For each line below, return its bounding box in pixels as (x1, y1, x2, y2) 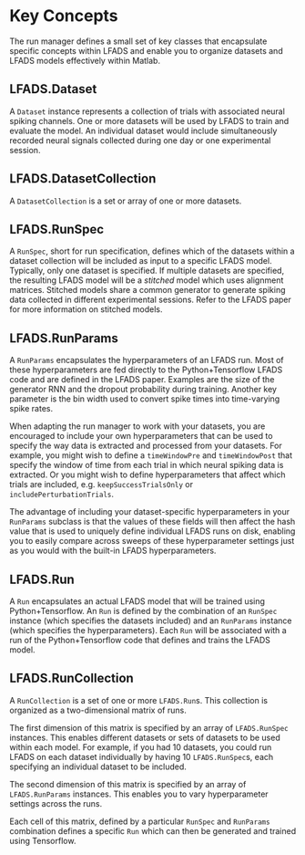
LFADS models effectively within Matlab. (9, 55, 161, 66)
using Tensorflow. (9, 835, 76, 846)
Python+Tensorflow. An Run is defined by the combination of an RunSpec (9, 606, 278, 616)
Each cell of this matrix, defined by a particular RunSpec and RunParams (9, 816, 270, 827)
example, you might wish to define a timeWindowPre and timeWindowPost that (9, 450, 293, 461)
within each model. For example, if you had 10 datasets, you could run (9, 741, 272, 753)
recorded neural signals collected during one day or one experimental (9, 134, 271, 146)
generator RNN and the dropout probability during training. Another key (9, 384, 278, 395)
